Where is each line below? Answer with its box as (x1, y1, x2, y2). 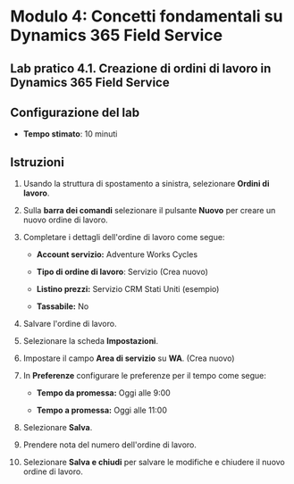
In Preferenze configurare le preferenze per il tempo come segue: (22, 371, 267, 381)
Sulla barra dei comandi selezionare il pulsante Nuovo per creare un (22, 205, 276, 216)
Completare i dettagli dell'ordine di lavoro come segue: (22, 232, 225, 243)
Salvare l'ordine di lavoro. (22, 319, 117, 330)
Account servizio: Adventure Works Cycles (36, 249, 198, 260)
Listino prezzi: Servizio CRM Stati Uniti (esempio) (36, 284, 220, 295)
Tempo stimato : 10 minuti (22, 129, 118, 139)
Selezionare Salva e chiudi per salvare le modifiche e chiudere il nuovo (22, 457, 285, 468)
